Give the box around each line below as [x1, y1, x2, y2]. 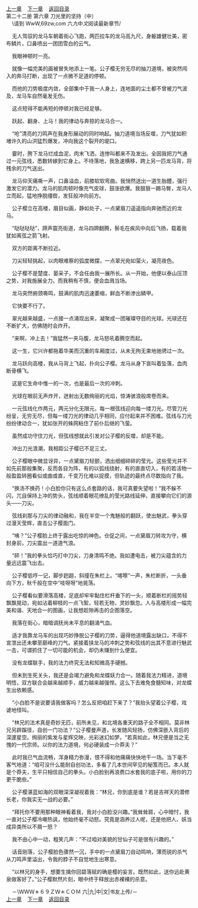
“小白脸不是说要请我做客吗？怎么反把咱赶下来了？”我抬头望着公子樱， [11, 699, 182, 706]
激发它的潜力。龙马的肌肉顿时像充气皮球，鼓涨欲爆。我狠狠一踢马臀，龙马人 [6, 185, 192, 192]
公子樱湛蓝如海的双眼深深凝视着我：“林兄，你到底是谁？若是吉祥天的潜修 [11, 789, 190, 795]
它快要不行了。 [11, 302, 48, 309]
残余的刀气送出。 [6, 165, 48, 171]
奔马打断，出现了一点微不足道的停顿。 [16, 73, 110, 79]
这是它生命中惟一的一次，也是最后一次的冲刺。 [11, 380, 126, 387]
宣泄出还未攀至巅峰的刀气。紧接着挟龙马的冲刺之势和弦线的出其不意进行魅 [6, 639, 187, 646]
